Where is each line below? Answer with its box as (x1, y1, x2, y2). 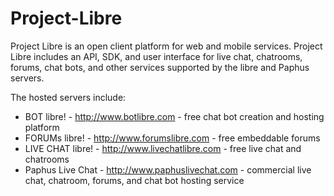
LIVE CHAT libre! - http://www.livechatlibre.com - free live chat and (24, 142, 302, 154)
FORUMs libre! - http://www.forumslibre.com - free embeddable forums (24, 132, 321, 144)
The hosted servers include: (10, 91, 127, 103)
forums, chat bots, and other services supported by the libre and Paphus (10, 61, 310, 73)
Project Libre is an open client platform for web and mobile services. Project (10, 40, 323, 52)
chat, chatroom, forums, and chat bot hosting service (24, 174, 245, 186)
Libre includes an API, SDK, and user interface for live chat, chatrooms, (10, 50, 303, 62)
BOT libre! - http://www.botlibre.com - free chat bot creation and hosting (24, 110, 325, 122)
